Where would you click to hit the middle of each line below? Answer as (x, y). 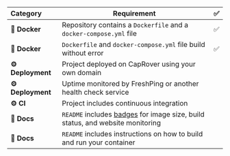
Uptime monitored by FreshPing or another (130, 83)
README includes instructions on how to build (132, 134)
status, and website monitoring (111, 123)
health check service (95, 92)
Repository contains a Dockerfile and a (125, 25)
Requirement (134, 13)
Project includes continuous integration (125, 103)
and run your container (99, 142)
